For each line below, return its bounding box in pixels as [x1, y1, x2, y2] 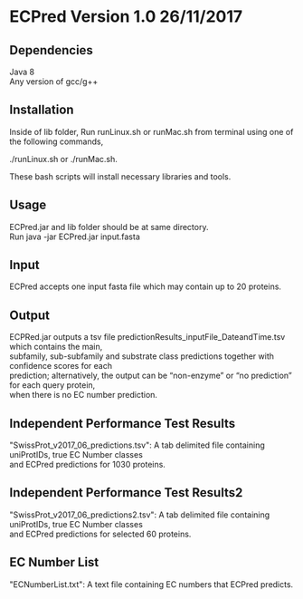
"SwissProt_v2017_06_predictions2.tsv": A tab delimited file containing [9, 509, 270, 520]
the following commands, [9, 136, 104, 147]
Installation [9, 102, 74, 118]
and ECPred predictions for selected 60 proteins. [9, 528, 192, 539]
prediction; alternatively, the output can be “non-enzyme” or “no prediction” [9, 370, 292, 382]
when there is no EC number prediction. [9, 390, 158, 401]
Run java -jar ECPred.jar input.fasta [9, 231, 140, 242]
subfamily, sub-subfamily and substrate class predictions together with [9, 351, 274, 362]
